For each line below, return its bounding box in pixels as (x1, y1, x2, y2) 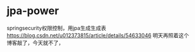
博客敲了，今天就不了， (6, 39, 64, 46)
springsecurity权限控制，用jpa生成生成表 (6, 24, 106, 31)
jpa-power (6, 4, 59, 18)
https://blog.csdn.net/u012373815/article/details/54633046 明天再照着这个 (6, 31, 190, 39)
